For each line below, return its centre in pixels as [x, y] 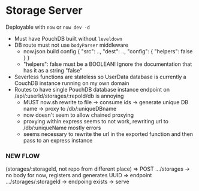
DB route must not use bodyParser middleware [71, 45]
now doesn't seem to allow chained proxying [79, 115]
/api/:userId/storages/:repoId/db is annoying [69, 96]
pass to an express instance [58, 140]
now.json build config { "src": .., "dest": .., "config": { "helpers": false [108, 51]
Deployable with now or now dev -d [48, 27]
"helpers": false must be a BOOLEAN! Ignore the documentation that [108, 64]
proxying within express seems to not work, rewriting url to [96, 121]
